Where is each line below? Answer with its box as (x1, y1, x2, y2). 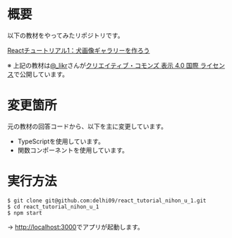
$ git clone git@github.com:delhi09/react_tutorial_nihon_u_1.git (7, 197, 207, 204)
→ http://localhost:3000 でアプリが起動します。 (7, 222, 145, 231)
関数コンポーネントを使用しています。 (17, 145, 128, 154)
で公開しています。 (13, 70, 69, 78)
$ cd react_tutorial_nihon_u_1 (7, 203, 99, 210)
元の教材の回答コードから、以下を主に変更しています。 (7, 121, 168, 131)
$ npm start (7, 209, 42, 216)
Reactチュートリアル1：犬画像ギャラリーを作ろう (7, 46, 150, 54)
